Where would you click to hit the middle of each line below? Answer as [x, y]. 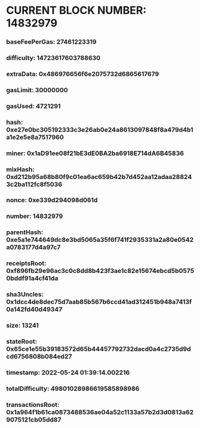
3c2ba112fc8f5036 [34, 184]
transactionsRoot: [33, 405]
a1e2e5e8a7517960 [35, 137]
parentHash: [25, 232]
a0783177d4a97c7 [33, 247]
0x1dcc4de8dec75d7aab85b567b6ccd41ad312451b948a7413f [99, 302]
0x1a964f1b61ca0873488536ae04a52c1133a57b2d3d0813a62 [100, 412]
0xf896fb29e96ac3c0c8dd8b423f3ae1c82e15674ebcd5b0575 [100, 271]
